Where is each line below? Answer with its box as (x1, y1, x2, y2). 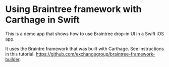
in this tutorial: (5, 51, 35, 57)
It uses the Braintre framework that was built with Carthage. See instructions (5, 45, 164, 51)
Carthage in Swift (5, 14, 80, 25)
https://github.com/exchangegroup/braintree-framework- (35, 51, 155, 57)
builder (5, 56, 20, 62)
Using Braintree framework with (5, 3, 142, 15)
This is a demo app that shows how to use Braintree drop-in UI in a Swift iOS (5, 30, 164, 36)
